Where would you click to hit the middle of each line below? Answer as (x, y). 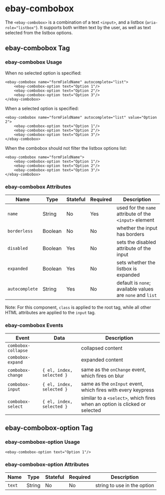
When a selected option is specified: (42, 108)
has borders (131, 234)
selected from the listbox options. (39, 33)
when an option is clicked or (113, 404)
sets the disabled (136, 242)
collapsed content (102, 348)
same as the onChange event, (113, 370)
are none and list (137, 295)
